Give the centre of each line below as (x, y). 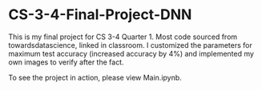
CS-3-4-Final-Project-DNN (100, 15)
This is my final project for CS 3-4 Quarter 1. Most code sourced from (123, 37)
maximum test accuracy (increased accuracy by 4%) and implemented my (131, 53)
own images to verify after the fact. (66, 62)
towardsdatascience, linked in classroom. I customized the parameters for (130, 45)
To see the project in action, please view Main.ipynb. (95, 77)
